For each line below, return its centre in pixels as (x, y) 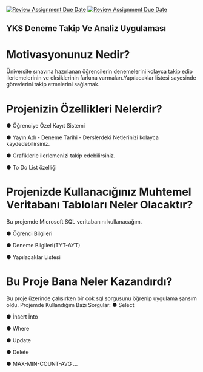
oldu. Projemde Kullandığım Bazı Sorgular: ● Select (70, 305)
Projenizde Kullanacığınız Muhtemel (99, 192)
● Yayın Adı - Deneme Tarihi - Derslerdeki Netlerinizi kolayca (83, 137)
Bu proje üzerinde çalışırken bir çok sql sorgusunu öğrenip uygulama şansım (101, 298)
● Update (19, 340)
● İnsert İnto (22, 317)
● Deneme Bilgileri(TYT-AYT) (43, 246)
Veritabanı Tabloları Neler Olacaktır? (100, 205)
